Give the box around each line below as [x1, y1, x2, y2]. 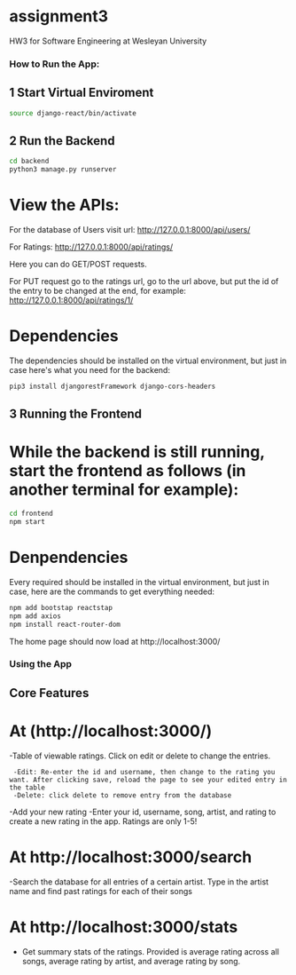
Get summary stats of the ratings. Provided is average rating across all [21, 946, 279, 956]
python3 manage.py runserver [9, 165, 117, 174]
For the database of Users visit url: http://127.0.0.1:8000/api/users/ [9, 225, 251, 235]
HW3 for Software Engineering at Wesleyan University [9, 36, 207, 46]
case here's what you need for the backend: [9, 364, 171, 375]
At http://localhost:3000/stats [9, 916, 238, 937]
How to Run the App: [9, 58, 100, 70]
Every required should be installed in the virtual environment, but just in [9, 576, 269, 587]
